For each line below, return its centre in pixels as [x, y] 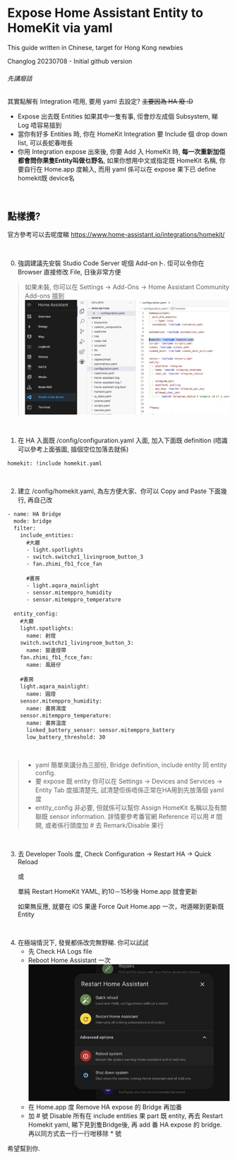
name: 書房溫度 [46, 723]
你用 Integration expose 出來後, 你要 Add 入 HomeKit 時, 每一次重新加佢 [121, 152]
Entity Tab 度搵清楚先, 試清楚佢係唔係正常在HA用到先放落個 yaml [129, 790]
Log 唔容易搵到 [39, 126]
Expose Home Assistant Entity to [105, 13]
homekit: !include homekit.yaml [55, 463]
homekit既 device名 [46, 178]
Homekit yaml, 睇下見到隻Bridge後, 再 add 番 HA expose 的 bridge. [125, 1125]
